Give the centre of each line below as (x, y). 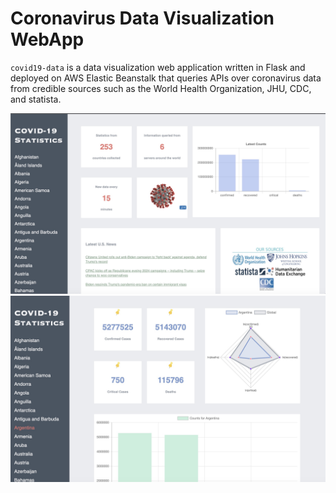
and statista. (36, 99)
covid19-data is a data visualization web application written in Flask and (158, 67)
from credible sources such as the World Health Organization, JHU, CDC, (161, 88)
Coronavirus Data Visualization (142, 18)
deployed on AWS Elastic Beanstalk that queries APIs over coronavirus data (166, 78)
